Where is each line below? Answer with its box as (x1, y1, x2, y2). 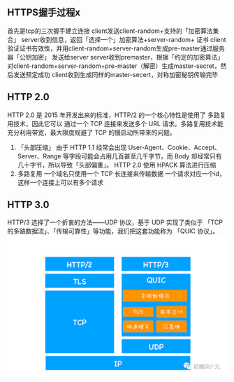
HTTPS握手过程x (7, 6, 81, 19)
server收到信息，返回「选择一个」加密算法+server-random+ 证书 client (20, 35, 226, 43)
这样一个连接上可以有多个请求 (17, 178, 103, 186)
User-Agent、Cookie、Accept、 (128, 143, 221, 151)
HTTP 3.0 (7, 199, 50, 211)
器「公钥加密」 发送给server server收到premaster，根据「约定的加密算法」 (7, 53, 224, 61)
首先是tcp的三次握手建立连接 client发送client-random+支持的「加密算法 (7, 27, 213, 35)
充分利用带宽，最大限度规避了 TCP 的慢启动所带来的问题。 (7, 128, 176, 137)
